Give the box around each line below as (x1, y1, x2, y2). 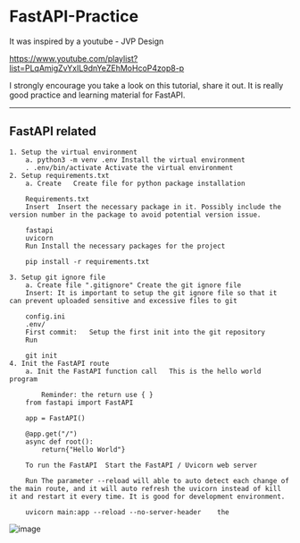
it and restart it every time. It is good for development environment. (9, 492, 286, 501)
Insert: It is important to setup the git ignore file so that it (25, 288, 278, 297)
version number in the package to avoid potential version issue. (9, 210, 262, 219)
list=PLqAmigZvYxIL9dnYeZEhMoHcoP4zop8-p (9, 63, 185, 73)
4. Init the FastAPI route (9, 359, 110, 368)
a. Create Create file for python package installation (25, 179, 246, 188)
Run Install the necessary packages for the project (25, 242, 226, 250)
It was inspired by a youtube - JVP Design (9, 36, 164, 47)
